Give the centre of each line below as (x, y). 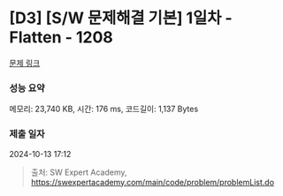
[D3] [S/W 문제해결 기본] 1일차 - (121, 18)
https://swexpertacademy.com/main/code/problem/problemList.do (153, 182)
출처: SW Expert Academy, (79, 172)
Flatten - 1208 (61, 38)
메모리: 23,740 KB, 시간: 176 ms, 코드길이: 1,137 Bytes (104, 109)
